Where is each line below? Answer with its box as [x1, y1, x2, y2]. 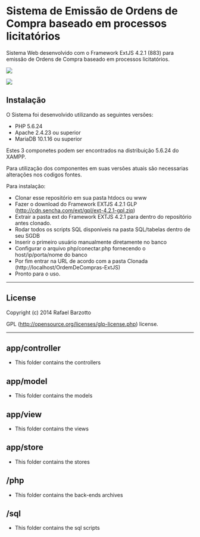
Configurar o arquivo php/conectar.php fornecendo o [14, 244, 146, 252]
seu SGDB [14, 232, 40, 239]
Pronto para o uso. [14, 270, 61, 277]
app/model [6, 376, 48, 386]
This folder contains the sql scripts [14, 524, 100, 532]
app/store [6, 442, 43, 452]
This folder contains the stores [14, 458, 90, 465]
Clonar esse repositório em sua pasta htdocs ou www [14, 194, 147, 201]
